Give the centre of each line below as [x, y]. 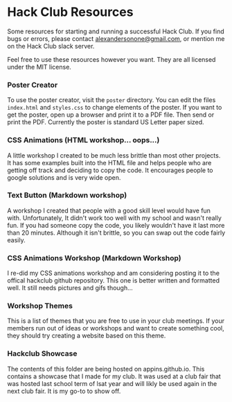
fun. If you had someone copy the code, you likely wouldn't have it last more [116, 225]
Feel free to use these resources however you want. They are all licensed [111, 59]
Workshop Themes [40, 306]
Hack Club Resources [70, 12]
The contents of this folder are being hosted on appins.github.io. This [106, 369]
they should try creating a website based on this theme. [87, 336]
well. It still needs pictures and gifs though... [70, 288]
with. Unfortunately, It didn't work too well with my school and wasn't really [114, 218]
